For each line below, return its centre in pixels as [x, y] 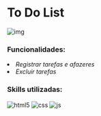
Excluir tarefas [36, 72]
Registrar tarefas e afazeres [55, 65]
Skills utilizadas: [35, 89]
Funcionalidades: [37, 49]
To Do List [36, 13]
